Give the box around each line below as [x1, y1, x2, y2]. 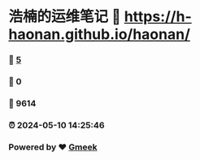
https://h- [124, 7, 193, 26]
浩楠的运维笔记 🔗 [8, 7, 122, 26]
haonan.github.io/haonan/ [8, 25, 191, 44]
